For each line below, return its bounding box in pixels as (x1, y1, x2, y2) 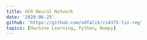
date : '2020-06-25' (6, 14, 55, 20)
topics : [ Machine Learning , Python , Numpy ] (6, 25, 117, 31)
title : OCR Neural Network (6, 8, 73, 15)
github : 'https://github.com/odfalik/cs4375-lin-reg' (6, 19, 143, 25)
